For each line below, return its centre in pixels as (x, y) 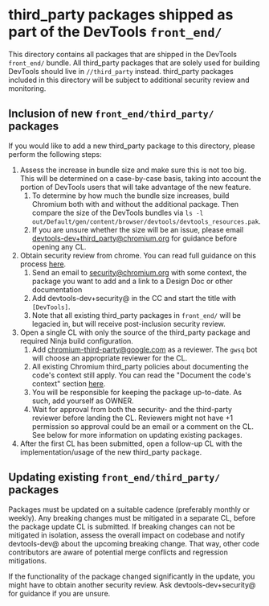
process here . (43, 264)
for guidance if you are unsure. (59, 593)
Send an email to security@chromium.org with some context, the (139, 272)
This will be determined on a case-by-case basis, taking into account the (141, 178)
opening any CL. (59, 246)
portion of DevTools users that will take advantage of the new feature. (135, 187)
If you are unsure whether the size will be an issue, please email (138, 229)
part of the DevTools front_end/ (115, 32)
